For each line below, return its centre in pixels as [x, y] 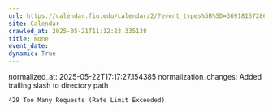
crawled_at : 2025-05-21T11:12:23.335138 [78, 31]
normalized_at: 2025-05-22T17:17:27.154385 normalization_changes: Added [135, 77]
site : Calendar [34, 24]
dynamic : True [32, 54]
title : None [28, 39]
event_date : [28, 46]
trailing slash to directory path [58, 85]
